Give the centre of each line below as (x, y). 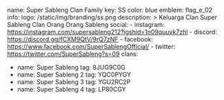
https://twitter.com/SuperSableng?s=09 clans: (73, 54)
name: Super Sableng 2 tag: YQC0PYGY (74, 74)
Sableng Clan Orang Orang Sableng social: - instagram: (86, 24)
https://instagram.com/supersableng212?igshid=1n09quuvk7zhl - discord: (112, 32)
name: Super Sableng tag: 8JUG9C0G (71, 67)
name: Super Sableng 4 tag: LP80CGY (71, 89)
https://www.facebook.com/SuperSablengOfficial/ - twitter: (91, 47)
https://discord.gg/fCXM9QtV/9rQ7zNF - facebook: (80, 39)
